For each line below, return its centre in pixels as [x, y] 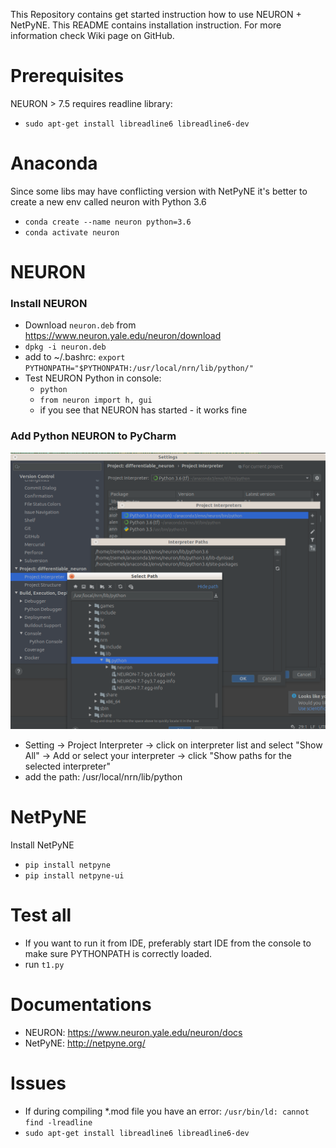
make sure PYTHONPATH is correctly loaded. [118, 953]
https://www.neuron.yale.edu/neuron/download [123, 336]
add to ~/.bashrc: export [75, 357]
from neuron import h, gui [96, 400]
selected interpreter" [67, 766]
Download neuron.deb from [80, 325]
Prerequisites [67, 76]
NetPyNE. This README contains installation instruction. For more [146, 25]
